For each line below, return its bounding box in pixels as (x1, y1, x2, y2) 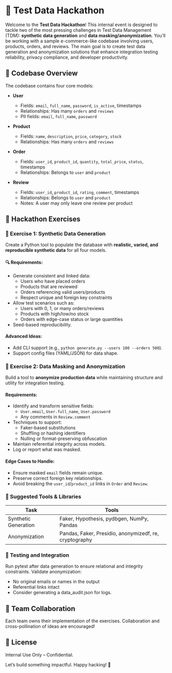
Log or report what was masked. (12, 446, 81, 452)
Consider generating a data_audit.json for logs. (12, 590, 112, 596)
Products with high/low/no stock (20, 311, 89, 317)
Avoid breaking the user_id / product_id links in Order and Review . (12, 481, 148, 487)
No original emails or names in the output (12, 578, 100, 585)
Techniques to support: (12, 419, 62, 425)
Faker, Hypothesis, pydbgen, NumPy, (59, 515, 149, 522)
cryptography (59, 536, 93, 543)
